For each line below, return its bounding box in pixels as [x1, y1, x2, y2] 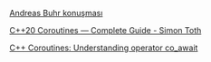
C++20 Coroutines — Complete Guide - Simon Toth [9, 25, 202, 35]
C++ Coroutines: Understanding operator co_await [9, 42, 198, 53]
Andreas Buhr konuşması [9, 8, 103, 18]
